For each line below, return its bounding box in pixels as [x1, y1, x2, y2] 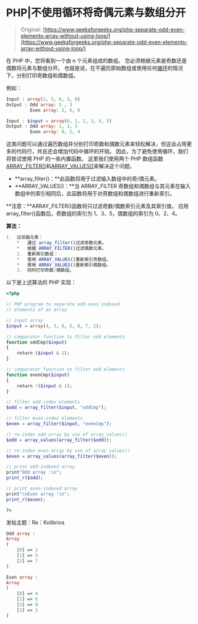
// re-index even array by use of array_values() [6, 448, 131, 453]
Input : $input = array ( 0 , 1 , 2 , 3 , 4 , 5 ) [6, 118, 112, 124]
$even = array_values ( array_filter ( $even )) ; [6, 453, 117, 459]
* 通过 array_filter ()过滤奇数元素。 [16, 240, 107, 246]
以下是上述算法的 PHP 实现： [6, 279, 77, 286]
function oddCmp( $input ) [6, 339, 67, 345]
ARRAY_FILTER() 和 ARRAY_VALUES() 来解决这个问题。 [6, 163, 136, 170]
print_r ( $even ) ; [6, 496, 46, 503]
